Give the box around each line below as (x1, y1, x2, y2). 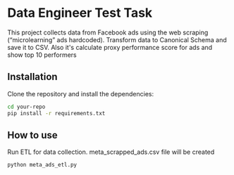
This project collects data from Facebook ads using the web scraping (7, 28, 209, 37)
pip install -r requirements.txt (7, 110, 106, 117)
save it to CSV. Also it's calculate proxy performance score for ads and (7, 43, 213, 51)
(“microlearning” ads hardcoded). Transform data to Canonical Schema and (7, 35, 227, 44)
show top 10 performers (7, 51, 77, 59)
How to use (7, 129, 58, 141)
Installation (7, 71, 58, 83)
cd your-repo (7, 103, 46, 110)
